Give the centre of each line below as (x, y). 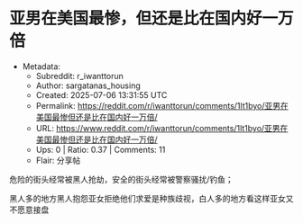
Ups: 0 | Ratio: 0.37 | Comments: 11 (101, 149)
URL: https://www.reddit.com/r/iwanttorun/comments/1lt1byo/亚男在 (162, 128)
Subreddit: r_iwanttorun (80, 76)
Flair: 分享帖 (58, 160)
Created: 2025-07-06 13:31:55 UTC (101, 94)
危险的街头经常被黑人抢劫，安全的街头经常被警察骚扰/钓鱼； (122, 179)
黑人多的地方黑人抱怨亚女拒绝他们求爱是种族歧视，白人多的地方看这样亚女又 (151, 198)
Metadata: (41, 66)
